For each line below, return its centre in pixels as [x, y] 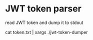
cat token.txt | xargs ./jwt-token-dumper [47, 32]
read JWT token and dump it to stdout [44, 22]
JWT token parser [43, 9]
